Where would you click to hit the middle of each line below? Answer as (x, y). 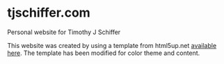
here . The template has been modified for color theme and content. (104, 53)
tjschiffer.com (49, 13)
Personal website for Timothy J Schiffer (64, 32)
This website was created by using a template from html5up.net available (112, 45)
